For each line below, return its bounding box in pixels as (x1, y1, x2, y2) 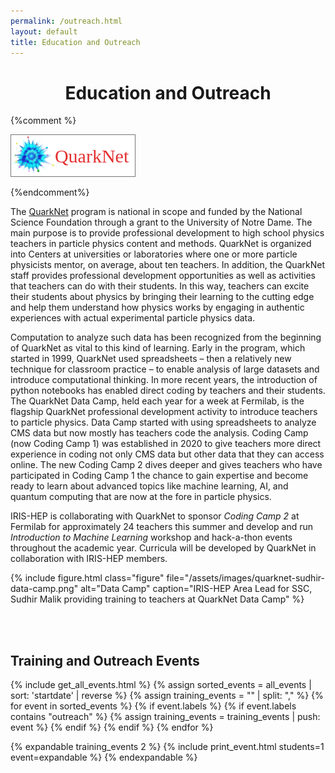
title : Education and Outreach (10, 37, 141, 47)
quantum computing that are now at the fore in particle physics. (10, 491, 272, 503)
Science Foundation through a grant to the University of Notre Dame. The (10, 216, 313, 229)
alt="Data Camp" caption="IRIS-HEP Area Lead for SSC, (80, 583, 313, 595)
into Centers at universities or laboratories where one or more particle (10, 248, 298, 260)
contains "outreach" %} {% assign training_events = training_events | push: (10, 711, 321, 723)
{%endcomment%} (10, 186, 90, 199)
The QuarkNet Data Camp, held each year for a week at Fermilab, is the (10, 395, 305, 407)
